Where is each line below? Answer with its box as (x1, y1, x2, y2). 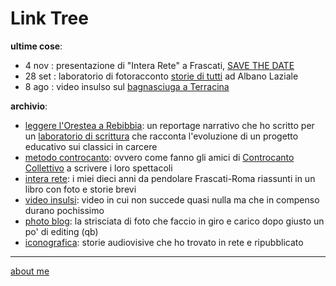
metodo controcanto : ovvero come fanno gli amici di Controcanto (24, 151, 295, 163)
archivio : (10, 100, 48, 112)
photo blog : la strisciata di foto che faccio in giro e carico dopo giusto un (24, 215, 325, 227)
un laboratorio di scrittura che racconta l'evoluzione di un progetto (24, 130, 299, 142)
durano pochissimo (24, 204, 105, 216)
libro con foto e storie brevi (24, 183, 137, 195)
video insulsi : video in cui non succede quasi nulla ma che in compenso (24, 193, 320, 206)
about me (10, 265, 50, 277)
